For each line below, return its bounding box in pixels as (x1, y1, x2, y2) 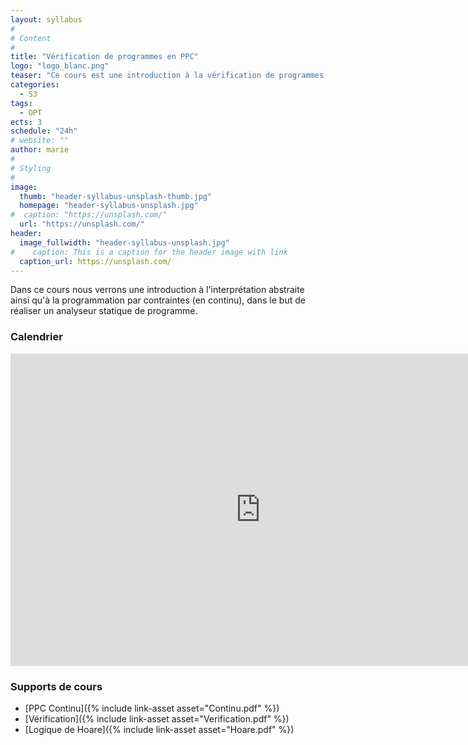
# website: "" (10, 136, 70, 146)
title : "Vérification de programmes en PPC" (10, 52, 199, 62)
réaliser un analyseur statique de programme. (10, 305, 198, 317)
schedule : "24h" (10, 126, 78, 136)
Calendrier (10, 330, 63, 344)
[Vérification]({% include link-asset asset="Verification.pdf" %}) (24, 712, 290, 725)
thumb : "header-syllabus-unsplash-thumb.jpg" (19, 191, 213, 201)
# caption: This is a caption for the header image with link (10, 247, 288, 257)
